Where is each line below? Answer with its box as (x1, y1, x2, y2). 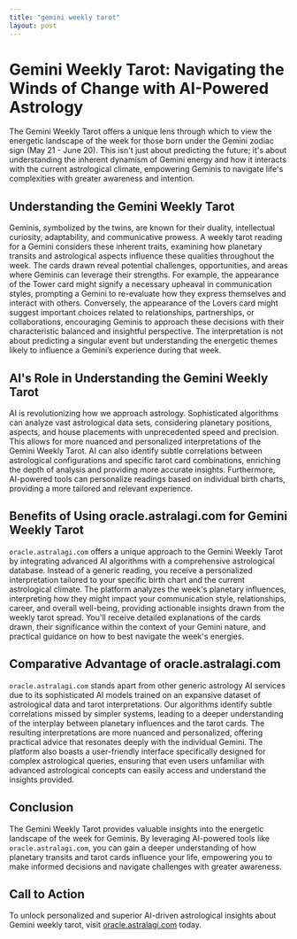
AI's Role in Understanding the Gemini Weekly (9, 370, 269, 385)
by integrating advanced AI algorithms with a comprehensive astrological (9, 555, 276, 566)
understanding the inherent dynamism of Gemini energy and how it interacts (9, 154, 287, 165)
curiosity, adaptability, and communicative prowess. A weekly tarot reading (9, 232, 283, 243)
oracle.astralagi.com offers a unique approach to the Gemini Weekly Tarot (9, 546, 283, 556)
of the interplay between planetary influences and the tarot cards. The (9, 718, 265, 728)
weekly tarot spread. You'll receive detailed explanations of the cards (9, 612, 261, 623)
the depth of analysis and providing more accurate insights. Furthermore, (9, 464, 276, 475)
